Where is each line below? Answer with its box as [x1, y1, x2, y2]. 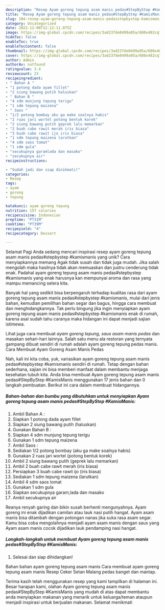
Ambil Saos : [12, 442, 38, 448]
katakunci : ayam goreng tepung [5, 203, 70, 208]
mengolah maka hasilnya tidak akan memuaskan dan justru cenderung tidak [5, 264, 159, 270]
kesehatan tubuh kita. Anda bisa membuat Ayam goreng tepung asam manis [5, 371, 160, 377]
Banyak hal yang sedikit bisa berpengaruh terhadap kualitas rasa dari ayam [5, 289, 157, 295]
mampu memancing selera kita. [5, 280, 69, 286]
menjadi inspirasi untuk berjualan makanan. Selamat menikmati [5, 599, 133, 605]
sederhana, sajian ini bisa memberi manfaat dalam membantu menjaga [5, 366, 148, 372]
